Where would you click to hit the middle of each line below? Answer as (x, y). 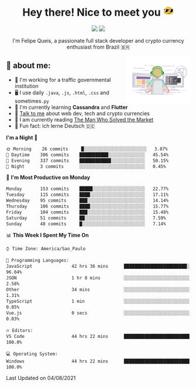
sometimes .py (32, 101)
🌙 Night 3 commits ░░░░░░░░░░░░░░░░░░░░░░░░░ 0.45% (86, 166)
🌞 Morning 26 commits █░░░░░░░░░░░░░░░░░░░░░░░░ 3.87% (87, 149)
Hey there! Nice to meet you (92, 13)
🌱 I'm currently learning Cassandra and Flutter (71, 107)
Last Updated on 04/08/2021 (41, 378)
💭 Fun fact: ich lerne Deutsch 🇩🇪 (55, 126)
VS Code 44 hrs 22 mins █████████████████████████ (98, 336)
